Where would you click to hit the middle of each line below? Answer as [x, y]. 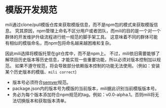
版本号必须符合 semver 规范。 [41, 82]
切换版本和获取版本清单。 [43, 101]
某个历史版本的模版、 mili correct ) [41, 72]
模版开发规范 [31, 10]
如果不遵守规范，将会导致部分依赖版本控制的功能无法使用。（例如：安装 [87, 66]
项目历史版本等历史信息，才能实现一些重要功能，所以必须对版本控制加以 [83, 59]
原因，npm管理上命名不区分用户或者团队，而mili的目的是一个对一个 [92, 30]
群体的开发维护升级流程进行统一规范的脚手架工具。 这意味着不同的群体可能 [82, 37]
